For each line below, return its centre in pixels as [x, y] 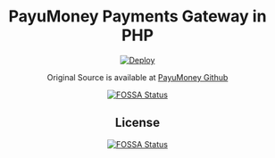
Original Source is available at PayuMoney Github [137, 77]
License [137, 123]
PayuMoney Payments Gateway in [137, 17]
